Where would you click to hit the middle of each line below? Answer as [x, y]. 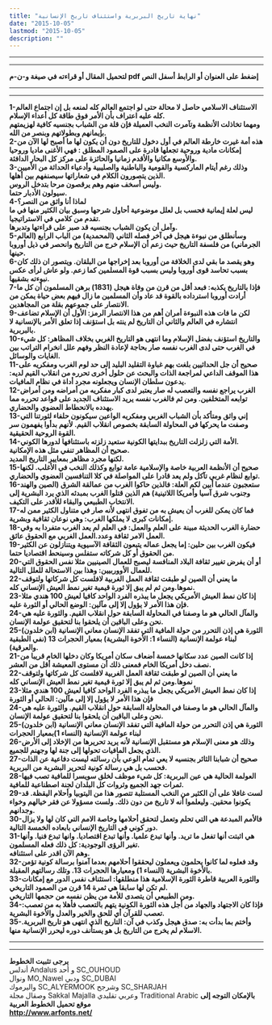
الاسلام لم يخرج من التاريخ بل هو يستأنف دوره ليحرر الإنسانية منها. [106, 931]
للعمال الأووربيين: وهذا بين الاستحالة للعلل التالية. [81, 571]
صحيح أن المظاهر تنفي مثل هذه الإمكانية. [69, 450]
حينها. [18, 253]
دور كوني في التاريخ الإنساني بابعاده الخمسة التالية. [84, 827]
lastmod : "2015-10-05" [47, 31]
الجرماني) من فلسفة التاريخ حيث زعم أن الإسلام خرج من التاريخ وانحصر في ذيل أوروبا [135, 245]
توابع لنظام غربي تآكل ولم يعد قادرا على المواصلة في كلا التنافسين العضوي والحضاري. [135, 476]
